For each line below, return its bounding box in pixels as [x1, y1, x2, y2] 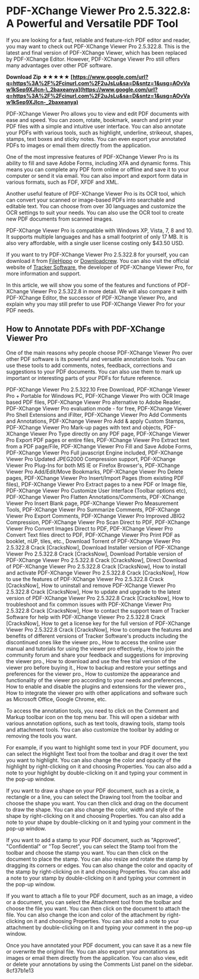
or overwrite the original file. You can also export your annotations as [6, 947, 175, 955]
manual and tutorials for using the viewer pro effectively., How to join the [6, 645, 184, 652]
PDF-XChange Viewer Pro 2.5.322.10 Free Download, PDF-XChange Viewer [6, 385, 191, 393]
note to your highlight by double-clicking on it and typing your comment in [6, 769, 188, 776]
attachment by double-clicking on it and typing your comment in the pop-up [6, 924, 192, 931]
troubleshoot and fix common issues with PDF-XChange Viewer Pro [6, 601, 172, 608]
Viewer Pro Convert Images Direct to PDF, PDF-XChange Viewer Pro [6, 525, 173, 532]
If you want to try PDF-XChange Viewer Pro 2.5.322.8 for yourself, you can [6, 251, 189, 258]
